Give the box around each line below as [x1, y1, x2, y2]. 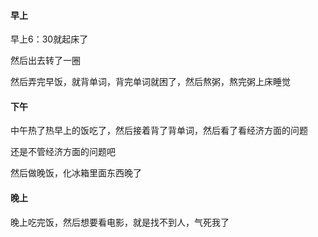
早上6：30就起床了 [10, 33, 89, 45]
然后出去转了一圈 [10, 55, 81, 67]
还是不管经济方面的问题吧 [10, 146, 116, 158]
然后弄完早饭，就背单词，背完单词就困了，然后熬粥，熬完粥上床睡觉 [10, 76, 291, 88]
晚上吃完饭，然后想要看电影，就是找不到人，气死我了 [10, 216, 230, 228]
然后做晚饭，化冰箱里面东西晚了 [10, 167, 142, 179]
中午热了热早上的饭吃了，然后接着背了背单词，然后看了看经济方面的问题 [10, 125, 308, 137]
